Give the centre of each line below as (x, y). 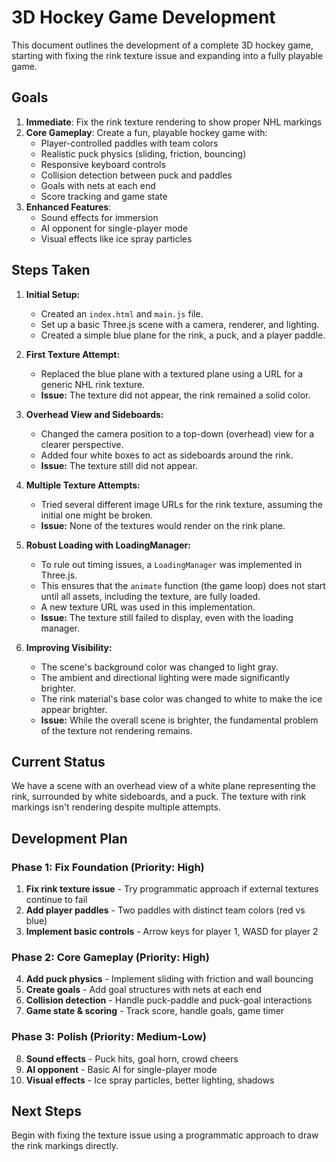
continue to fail (56, 900)
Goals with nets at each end (98, 185)
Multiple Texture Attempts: (83, 485)
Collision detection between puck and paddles (136, 175)
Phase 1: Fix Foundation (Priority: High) (108, 867)
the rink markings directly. (65, 1146)
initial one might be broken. (97, 515)
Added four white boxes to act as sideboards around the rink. (167, 455)
